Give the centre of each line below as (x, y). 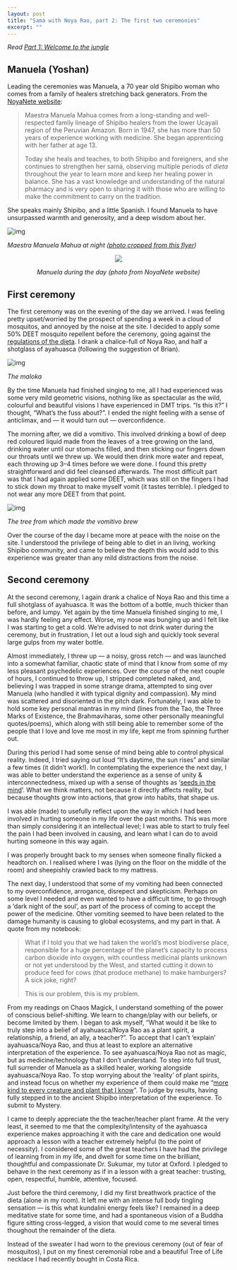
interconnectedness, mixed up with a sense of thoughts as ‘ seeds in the (112, 782)
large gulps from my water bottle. (56, 642)
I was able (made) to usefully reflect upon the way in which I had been (109, 811)
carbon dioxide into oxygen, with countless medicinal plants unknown (126, 957)
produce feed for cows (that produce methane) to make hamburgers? (126, 972)
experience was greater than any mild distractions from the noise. (103, 558)
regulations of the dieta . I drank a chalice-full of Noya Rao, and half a (108, 341)
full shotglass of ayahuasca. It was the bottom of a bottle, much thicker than (118, 604)
